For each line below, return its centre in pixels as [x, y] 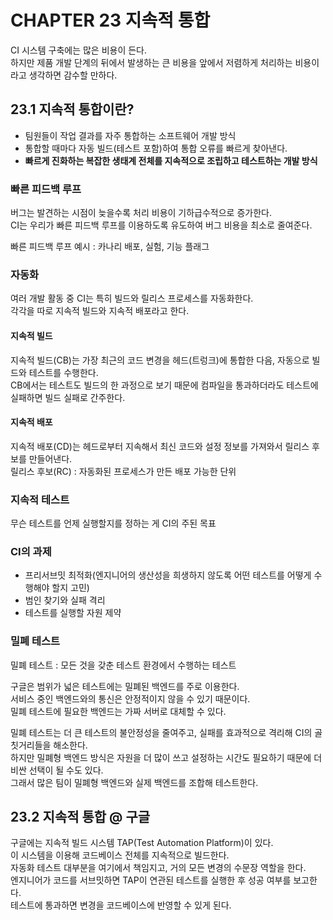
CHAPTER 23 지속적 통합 [110, 20]
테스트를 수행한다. [63, 372]
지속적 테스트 [40, 499]
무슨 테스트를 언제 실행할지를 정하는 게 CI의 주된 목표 [113, 523]
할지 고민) [70, 588]
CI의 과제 [31, 551]
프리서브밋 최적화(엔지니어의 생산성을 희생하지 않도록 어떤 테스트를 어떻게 [168, 575]
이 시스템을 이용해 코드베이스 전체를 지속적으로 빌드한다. [120, 855]
